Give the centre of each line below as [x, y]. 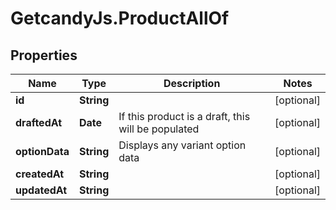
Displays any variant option [182, 145]
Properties [44, 55]
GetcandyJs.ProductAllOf [120, 18]
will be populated [159, 129]
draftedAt [39, 122]
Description [192, 83]
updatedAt [41, 190]
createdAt [40, 174]
